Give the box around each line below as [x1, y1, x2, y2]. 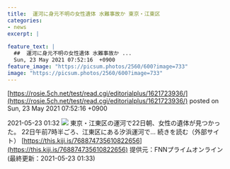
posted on [189, 96, 219, 105]
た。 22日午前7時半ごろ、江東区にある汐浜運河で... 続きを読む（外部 [7, 127, 207, 136]
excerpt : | [7, 30, 40, 37]
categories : [7, 17, 42, 24]
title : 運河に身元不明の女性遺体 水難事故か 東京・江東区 [7, 10, 161, 18]
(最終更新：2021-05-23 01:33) [7, 153, 96, 163]
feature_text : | [7, 43, 55, 50]
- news [7, 23, 27, 30]
